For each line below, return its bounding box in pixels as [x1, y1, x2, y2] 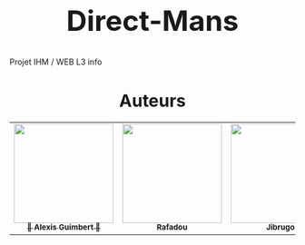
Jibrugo [266, 222, 295, 232]
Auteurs [119, 90, 186, 112]
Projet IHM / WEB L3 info [9, 56, 103, 67]
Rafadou [156, 222, 188, 232]
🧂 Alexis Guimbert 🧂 [26, 222, 102, 232]
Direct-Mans [66, 4, 239, 38]
